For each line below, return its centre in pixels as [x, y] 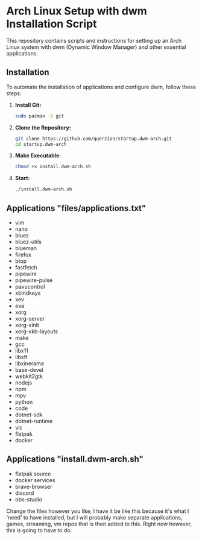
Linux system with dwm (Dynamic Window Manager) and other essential [96, 47]
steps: [14, 93]
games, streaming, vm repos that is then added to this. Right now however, [99, 524]
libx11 [21, 350]
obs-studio [29, 499]
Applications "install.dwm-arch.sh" [75, 459]
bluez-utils [28, 242]
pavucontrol [30, 286]
